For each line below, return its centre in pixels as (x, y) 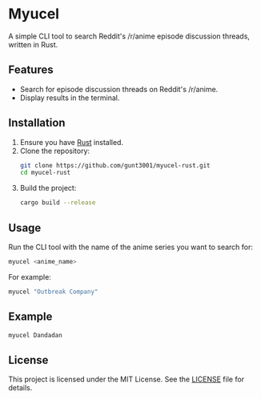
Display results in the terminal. (70, 98)
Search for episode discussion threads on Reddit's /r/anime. (119, 89)
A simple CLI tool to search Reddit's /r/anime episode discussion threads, (129, 36)
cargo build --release (58, 203)
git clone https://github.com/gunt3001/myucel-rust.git (115, 165)
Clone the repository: (55, 151)
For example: (30, 276)
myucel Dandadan (35, 335)
